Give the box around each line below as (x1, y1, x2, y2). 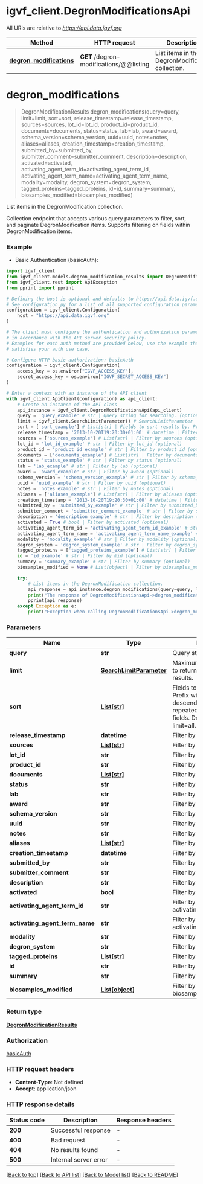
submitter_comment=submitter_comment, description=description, (21, 153, 188, 160)
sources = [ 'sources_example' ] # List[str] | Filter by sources (17, 435, 182, 441)
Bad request (50, 1136, 86, 1144)
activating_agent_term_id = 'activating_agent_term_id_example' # (17, 525, 188, 531)
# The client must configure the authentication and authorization (6, 329, 180, 336)
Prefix (172, 691, 189, 700)
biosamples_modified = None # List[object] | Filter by (17, 565, 161, 571)
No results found (50, 1145, 98, 1154)
